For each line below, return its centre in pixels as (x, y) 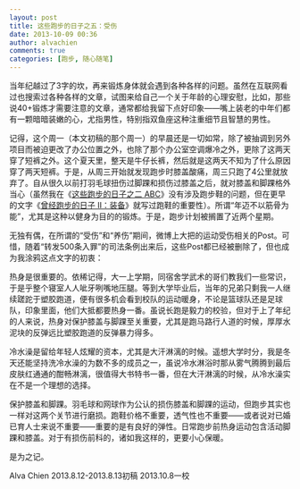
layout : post (33, 17)
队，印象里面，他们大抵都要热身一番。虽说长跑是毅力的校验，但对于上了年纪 (150, 310)
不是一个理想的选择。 (56, 385)
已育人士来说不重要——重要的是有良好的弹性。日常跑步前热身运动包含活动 (146, 426)
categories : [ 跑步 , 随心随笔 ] (61, 59)
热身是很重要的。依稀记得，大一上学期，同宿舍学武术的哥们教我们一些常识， (150, 277)
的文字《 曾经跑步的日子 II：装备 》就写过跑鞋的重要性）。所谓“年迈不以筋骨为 (149, 205)
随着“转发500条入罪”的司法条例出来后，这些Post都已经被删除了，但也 (153, 246)
